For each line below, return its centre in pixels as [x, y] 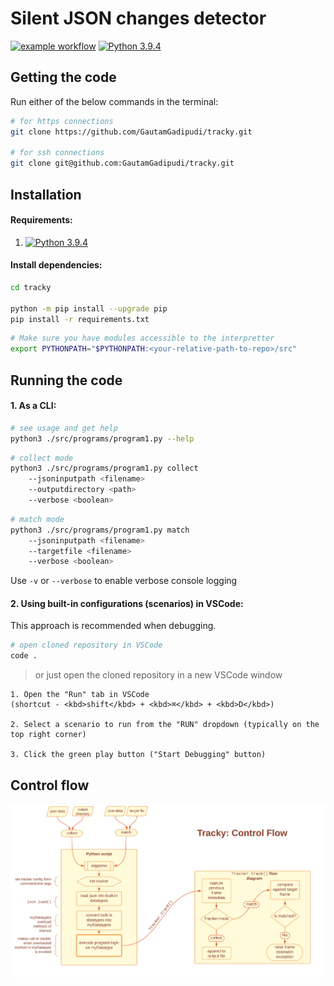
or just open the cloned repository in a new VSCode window [158, 675]
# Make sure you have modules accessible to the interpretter [142, 338]
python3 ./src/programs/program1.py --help [102, 438]
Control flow [50, 785]
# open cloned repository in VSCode [86, 645]
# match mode [37, 519]
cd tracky [31, 287]
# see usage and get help [64, 428]
